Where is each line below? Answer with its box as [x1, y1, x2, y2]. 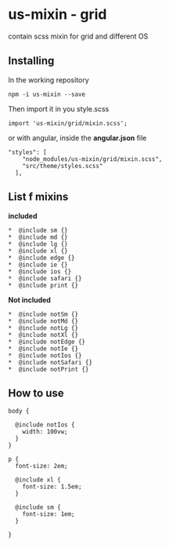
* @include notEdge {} [8, 338, 86, 346]
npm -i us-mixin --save [8, 90, 86, 98]
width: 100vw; [22, 428, 68, 436]
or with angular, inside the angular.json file [8, 133, 147, 142]
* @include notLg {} [8, 324, 79, 332]
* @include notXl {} [8, 331, 79, 339]
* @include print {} [8, 281, 79, 289]
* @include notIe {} [8, 344, 79, 353]
